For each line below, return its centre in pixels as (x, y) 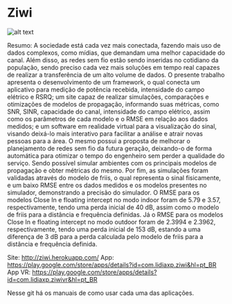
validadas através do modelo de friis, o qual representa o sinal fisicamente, (114, 177)
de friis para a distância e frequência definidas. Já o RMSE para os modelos (115, 214)
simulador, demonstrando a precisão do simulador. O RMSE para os (104, 193)
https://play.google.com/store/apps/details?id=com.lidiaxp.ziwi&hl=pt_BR (112, 265)
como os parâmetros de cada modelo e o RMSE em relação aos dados (108, 118)
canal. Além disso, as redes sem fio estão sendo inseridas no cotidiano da (113, 60)
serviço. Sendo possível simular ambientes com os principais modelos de (112, 163)
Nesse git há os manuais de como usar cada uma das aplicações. (101, 293)
